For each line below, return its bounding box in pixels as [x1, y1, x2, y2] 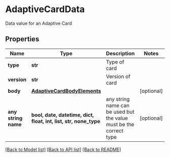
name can [106, 102, 130, 109]
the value [106, 115, 128, 122]
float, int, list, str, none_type [31, 118, 100, 125]
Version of [106, 73, 131, 80]
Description [106, 49, 135, 57]
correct [106, 127, 123, 134]
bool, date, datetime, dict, [31, 111, 94, 118]
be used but [106, 108, 135, 115]
